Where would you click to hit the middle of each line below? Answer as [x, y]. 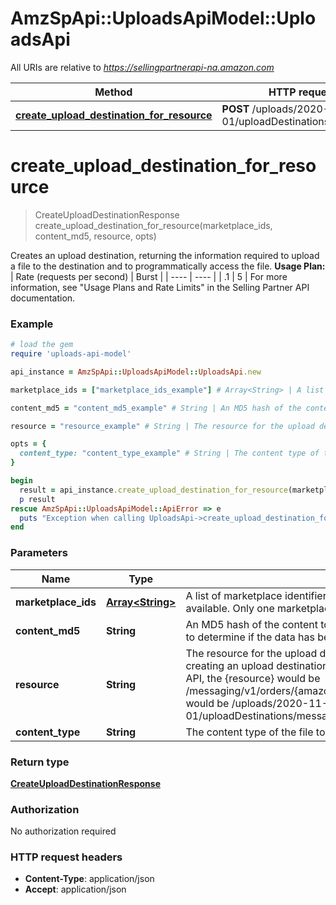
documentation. [43, 298]
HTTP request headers [66, 857]
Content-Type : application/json [89, 879]
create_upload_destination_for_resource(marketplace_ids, [153, 225]
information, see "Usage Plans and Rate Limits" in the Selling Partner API [160, 287]
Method [113, 92]
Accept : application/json [75, 889]
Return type [40, 762]
